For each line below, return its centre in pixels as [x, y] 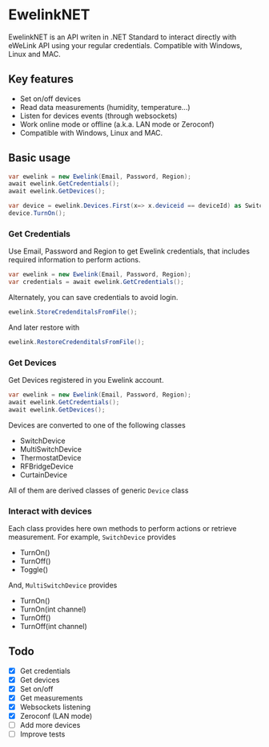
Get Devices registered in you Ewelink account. [86, 380]
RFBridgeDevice [46, 466]
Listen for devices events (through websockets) [98, 116]
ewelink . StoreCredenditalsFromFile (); [73, 312]
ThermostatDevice [50, 457]
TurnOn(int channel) [53, 609]
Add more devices [50, 725]
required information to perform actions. [74, 260]
